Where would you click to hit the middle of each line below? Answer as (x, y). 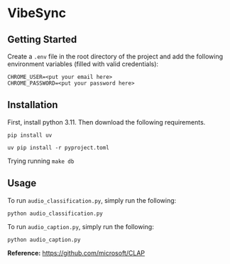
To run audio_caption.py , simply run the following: (81, 226)
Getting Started (42, 39)
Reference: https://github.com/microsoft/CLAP (76, 253)
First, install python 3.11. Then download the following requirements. (106, 122)
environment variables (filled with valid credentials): (83, 64)
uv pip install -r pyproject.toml (59, 147)
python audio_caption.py (44, 240)
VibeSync (37, 13)
